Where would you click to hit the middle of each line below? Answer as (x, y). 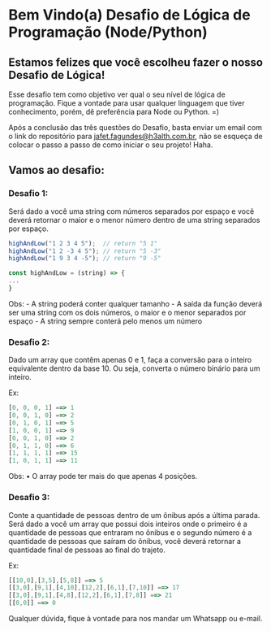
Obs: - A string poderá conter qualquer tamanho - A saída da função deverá (135, 303)
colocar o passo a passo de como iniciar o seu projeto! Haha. (111, 145)
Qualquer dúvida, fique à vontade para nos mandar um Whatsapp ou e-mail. (135, 619)
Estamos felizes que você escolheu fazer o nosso (136, 62)
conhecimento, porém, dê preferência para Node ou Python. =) (114, 112)
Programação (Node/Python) (108, 32)
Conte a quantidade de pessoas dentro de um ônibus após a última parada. (134, 515)
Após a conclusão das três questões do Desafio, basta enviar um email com (135, 127)
